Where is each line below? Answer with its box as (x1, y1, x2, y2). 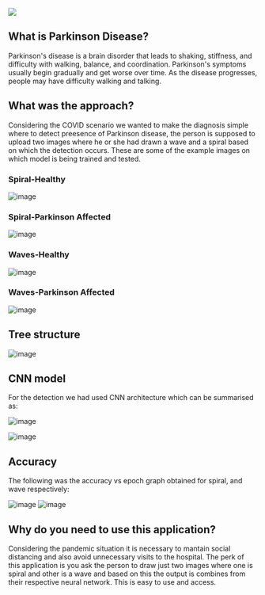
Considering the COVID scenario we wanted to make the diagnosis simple (8, 120, 249, 130)
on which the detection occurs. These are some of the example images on (8, 145, 251, 154)
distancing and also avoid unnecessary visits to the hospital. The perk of (8, 552, 244, 562)
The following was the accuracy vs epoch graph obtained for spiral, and (8, 476, 243, 486)
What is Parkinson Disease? (8, 30, 149, 44)
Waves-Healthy (8, 250, 70, 261)
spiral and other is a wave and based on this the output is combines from (8, 569, 246, 578)
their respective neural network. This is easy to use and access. (8, 578, 216, 587)
